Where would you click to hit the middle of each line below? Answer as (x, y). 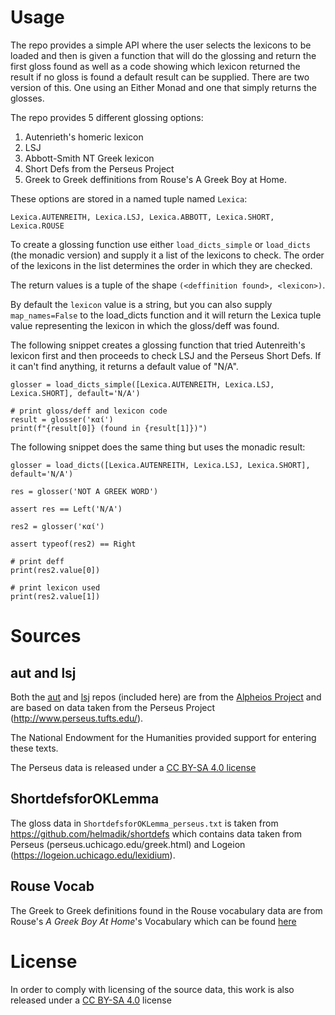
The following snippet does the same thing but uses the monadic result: (158, 447)
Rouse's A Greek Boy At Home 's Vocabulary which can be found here (153, 921)
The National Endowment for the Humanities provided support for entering (163, 737)
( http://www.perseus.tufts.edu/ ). (77, 718)
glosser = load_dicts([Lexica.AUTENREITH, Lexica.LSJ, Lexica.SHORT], (160, 465)
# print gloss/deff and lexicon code (89, 411)
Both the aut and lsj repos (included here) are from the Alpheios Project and (166, 697)
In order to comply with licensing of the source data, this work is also (152, 989)
